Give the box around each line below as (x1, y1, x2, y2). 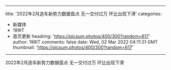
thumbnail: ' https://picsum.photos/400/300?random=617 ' (12, 44, 134, 50)
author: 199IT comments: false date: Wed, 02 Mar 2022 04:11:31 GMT (12, 39, 158, 45)
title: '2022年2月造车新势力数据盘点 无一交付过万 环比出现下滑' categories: (5, 11, 162, 17)
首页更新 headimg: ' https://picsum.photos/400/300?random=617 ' (12, 33, 150, 39)
